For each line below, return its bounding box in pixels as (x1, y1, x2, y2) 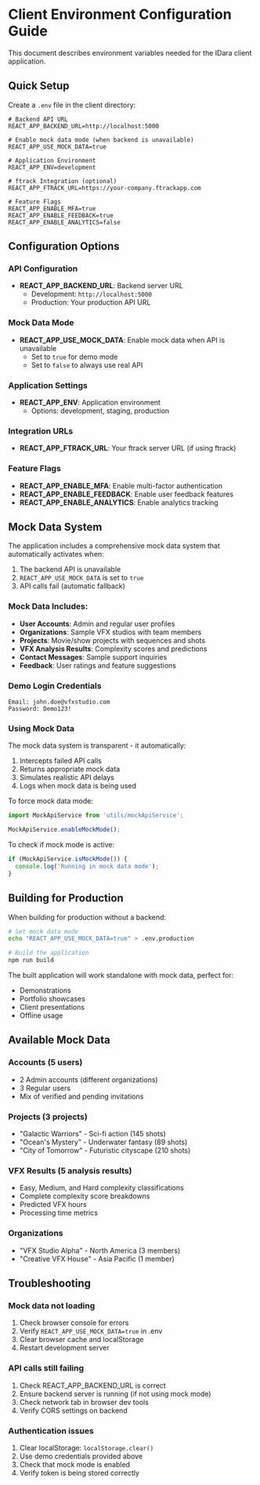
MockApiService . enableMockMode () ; (8, 826, 121, 834)
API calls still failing (8, 1362, 85, 1373)
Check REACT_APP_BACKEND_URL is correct (19, 1381, 166, 1390)
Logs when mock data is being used (19, 781, 137, 791)
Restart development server (19, 1343, 110, 1352)
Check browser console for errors (19, 1318, 129, 1328)
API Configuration (8, 263, 78, 274)
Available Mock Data (8, 1033, 111, 1047)
